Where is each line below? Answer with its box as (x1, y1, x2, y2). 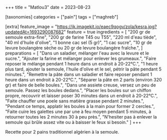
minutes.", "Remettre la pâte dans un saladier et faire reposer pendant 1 (5, 71, 152, 77)
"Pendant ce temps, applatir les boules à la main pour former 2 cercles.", (5, 103, 155, 109)
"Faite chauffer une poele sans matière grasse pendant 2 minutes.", (5, 98, 144, 104)
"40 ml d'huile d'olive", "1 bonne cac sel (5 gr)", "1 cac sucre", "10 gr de (5, 39, 152, 45)
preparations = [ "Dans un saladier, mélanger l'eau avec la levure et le (5, 50, 149, 56)
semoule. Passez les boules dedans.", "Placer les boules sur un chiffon (5, 87, 151, 93)
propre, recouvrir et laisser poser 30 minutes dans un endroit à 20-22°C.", (5, 92, 158, 98)
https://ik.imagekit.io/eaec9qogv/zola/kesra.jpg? (57, 23, 157, 29)
